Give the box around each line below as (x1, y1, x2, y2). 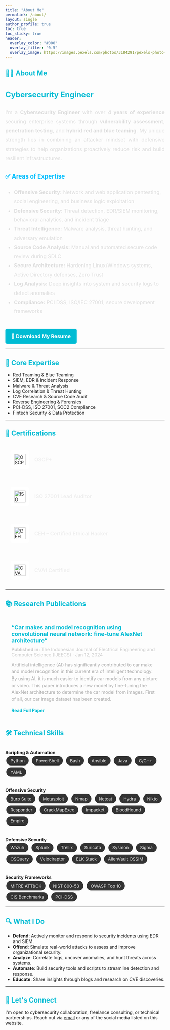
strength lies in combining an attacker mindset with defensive (5, 136, 165, 143)
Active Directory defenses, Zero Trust (14, 271, 104, 278)
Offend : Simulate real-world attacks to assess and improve (12, 944, 136, 950)
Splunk (35, 845, 50, 851)
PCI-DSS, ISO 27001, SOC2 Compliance (12, 404, 96, 410)
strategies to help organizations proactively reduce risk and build (5, 145, 165, 153)
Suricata (84, 845, 101, 851)
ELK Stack (76, 856, 97, 862)
